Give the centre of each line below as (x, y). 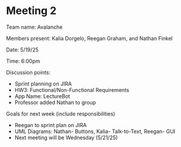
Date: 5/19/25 (23, 49)
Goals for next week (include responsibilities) (61, 114)
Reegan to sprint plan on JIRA (51, 125)
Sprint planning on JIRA (43, 84)
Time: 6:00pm (23, 61)
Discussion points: (29, 72)
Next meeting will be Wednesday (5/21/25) (66, 137)
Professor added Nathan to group (55, 102)
